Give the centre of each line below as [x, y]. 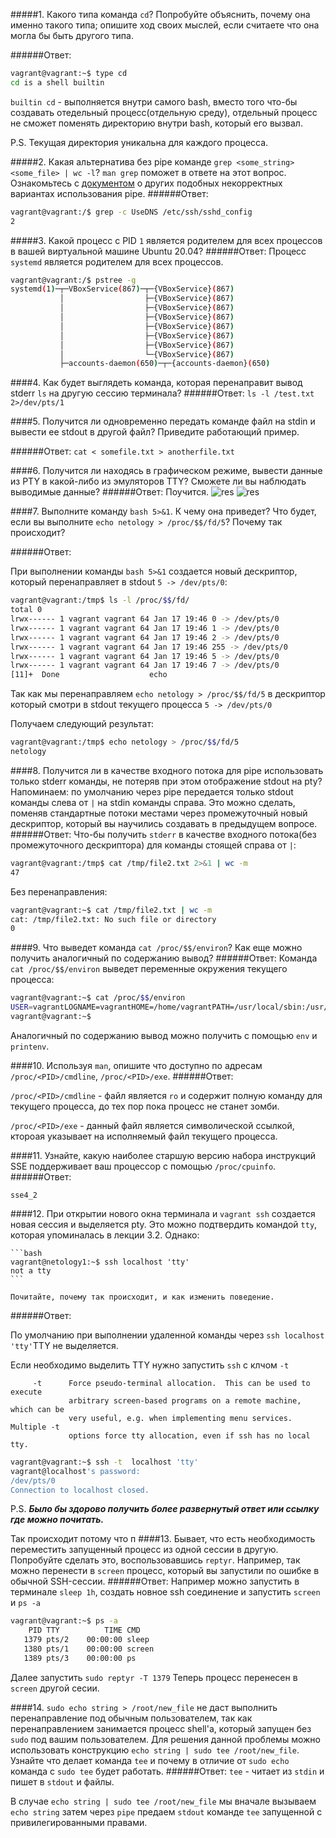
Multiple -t [35, 1427]
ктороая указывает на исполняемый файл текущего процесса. [144, 1136]
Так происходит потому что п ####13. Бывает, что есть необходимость [163, 1539]
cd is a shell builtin [57, 82]
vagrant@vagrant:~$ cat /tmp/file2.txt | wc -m [111, 910]
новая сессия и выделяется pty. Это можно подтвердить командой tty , [164, 1224]
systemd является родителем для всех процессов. [117, 261]
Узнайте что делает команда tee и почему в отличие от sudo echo [150, 1760]
